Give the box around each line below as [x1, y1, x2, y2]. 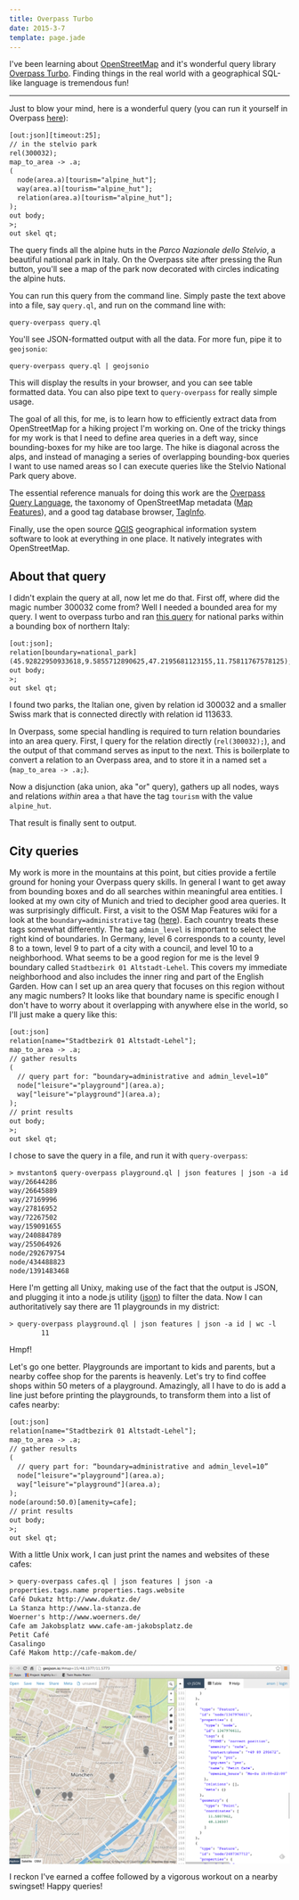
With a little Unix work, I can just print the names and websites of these [9, 1550, 270, 1559]
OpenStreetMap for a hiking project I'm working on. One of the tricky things [9, 424, 287, 434]
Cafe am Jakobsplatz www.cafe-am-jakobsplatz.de [9, 1622, 193, 1631]
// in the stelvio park [9, 140, 98, 149]
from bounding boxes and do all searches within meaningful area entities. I [9, 886, 283, 896]
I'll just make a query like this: [9, 1009, 117, 1020]
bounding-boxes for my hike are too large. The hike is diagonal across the [9, 442, 280, 453]
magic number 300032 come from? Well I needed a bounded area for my [9, 602, 278, 613]
